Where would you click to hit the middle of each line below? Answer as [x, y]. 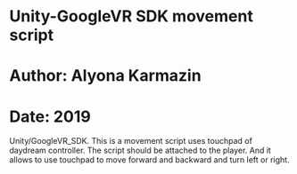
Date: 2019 [50, 116]
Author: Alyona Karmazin [106, 76]
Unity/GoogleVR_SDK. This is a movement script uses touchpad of [131, 141]
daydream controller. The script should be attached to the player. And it [140, 150]
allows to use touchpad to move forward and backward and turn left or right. [149, 160]
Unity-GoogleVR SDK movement [132, 16]
